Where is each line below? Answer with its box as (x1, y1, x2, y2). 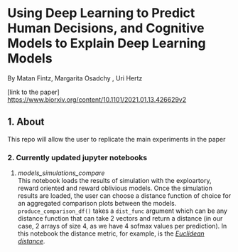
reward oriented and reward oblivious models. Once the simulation (17, 184, 213, 193)
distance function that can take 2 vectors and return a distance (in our (17, 214, 223, 223)
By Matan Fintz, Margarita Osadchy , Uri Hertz (7, 73, 143, 83)
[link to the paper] (7, 88, 60, 96)
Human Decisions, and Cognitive (7, 20, 205, 36)
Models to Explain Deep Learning (7, 36, 206, 51)
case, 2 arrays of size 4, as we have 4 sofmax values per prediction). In (17, 222, 227, 231)
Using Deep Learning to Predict (7, 5, 195, 21)
